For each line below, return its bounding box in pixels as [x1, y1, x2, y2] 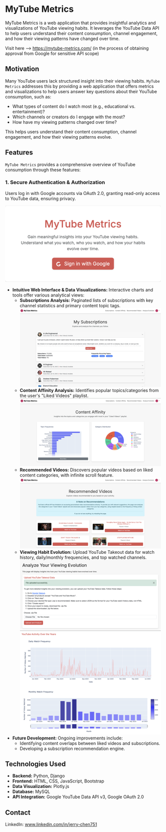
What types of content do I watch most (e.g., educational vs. [12, 103, 136, 109]
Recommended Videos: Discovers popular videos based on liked [19, 467, 153, 473]
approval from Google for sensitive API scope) [5, 50, 99, 56]
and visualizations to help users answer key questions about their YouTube [5, 88, 157, 95]
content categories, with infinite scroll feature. [19, 472, 114, 478]
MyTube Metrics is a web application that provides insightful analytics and [5, 20, 156, 26]
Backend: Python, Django [12, 773, 65, 779]
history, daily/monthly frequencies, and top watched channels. [19, 554, 147, 560]
